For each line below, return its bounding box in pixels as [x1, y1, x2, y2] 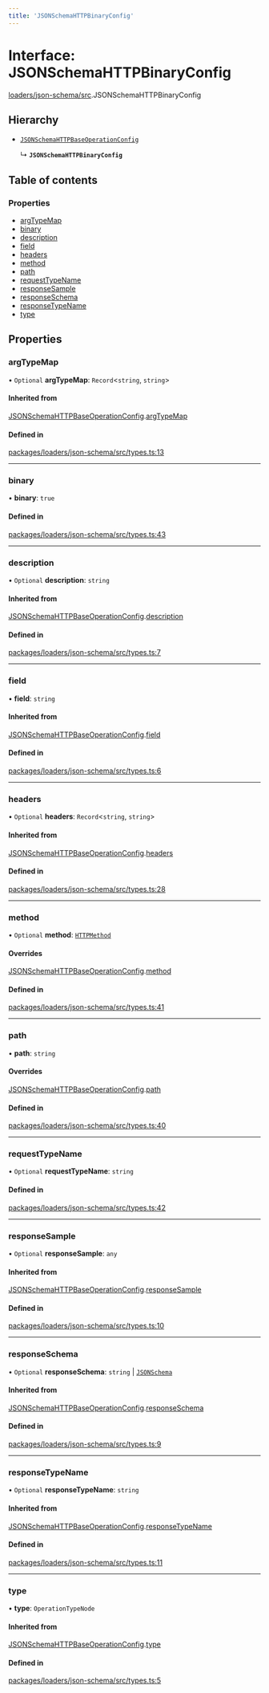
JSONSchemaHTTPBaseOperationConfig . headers [8, 848, 174, 857]
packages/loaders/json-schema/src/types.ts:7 [8, 648, 162, 657]
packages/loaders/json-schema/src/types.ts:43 [8, 529, 167, 539]
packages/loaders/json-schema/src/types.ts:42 [8, 1203, 167, 1212]
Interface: [8, 46, 76, 64]
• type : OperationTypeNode [8, 1603, 95, 1614]
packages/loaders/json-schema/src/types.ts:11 [8, 1557, 163, 1567]
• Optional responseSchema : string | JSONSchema [8, 1366, 173, 1377]
